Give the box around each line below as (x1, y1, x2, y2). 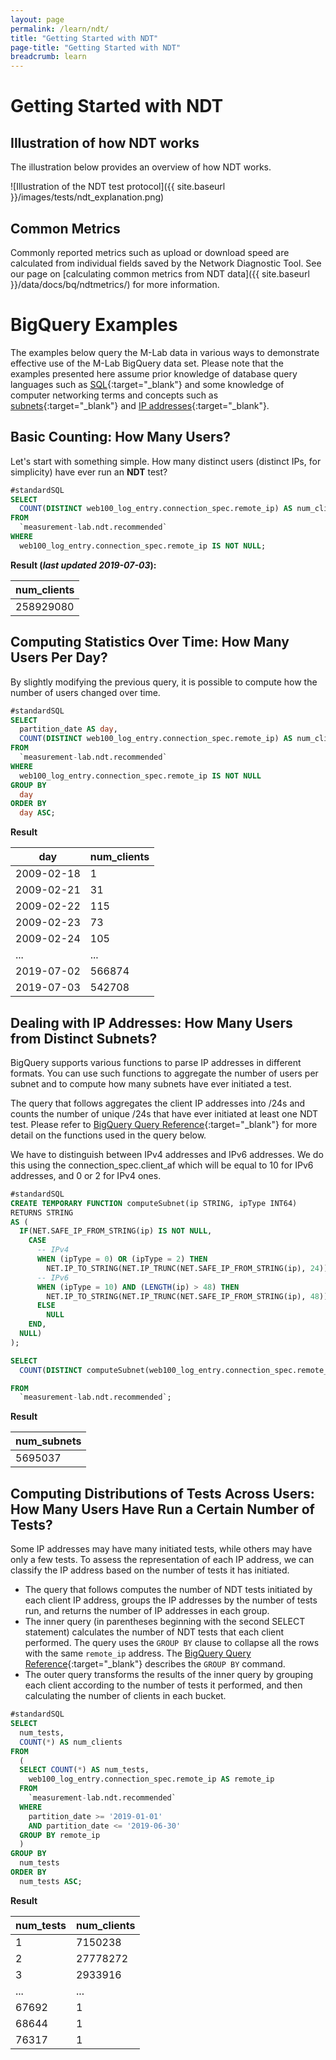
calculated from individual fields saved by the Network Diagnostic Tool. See (10, 257, 322, 269)
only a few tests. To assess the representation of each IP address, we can (10, 1554, 315, 1566)
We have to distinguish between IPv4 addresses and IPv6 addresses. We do (10, 1148, 324, 1160)
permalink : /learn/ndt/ (10, 24, 110, 34)
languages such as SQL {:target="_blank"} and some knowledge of (10, 378, 285, 390)
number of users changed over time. (10, 686, 161, 698)
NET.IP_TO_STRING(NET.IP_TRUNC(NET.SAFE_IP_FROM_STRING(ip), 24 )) (46, 1263, 329, 1273)
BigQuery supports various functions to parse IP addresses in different (10, 1056, 302, 1068)
